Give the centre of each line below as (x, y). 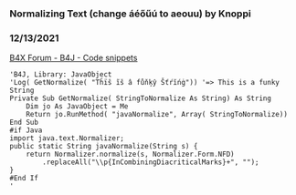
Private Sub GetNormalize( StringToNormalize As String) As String (141, 98)
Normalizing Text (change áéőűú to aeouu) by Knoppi (130, 14)
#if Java (26, 130)
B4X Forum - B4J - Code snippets (74, 58)
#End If (24, 179)
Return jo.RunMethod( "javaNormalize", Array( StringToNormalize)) (157, 115)
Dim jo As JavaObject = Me (77, 107)
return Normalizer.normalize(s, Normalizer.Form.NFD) (130, 154)
